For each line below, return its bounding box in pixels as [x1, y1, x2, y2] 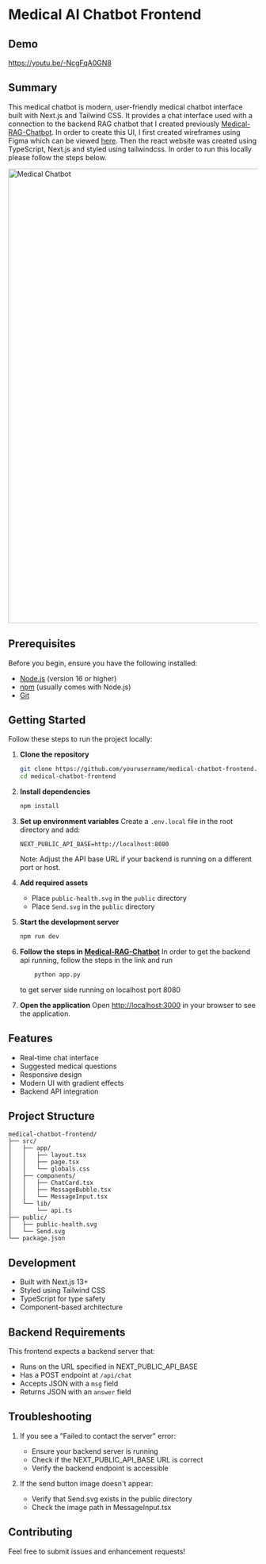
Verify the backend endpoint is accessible [31, 1463, 169, 1473]
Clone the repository [19, 749, 89, 759]
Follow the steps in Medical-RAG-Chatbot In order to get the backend [19, 946, 251, 956]
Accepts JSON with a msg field [19, 1378, 119, 1389]
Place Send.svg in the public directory [31, 902, 155, 911]
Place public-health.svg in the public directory [31, 894, 188, 903]
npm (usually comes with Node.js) [19, 682, 131, 692]
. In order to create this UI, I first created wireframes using [51, 127, 241, 136]
